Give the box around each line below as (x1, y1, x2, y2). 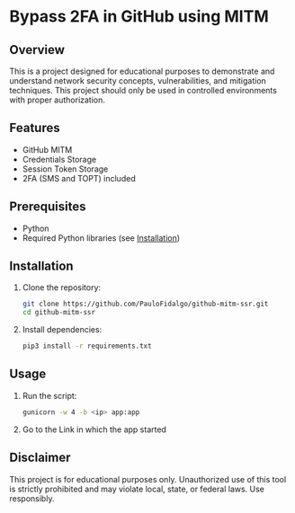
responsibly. (9, 492, 55, 504)
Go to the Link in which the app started (22, 424, 166, 435)
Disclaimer (9, 450, 71, 465)
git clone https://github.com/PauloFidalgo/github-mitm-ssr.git (22, 299, 269, 309)
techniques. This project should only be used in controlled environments (9, 85, 277, 95)
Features (9, 120, 60, 136)
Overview (9, 42, 66, 57)
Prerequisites (9, 199, 86, 215)
